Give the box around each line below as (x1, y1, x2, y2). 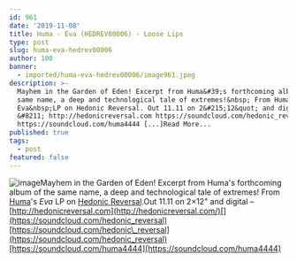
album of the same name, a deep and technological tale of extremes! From (9, 187, 280, 197)
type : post (9, 37, 49, 47)
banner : (9, 63, 38, 72)
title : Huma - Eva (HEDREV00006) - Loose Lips (9, 29, 184, 38)
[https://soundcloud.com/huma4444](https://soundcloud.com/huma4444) (9, 243, 281, 253)
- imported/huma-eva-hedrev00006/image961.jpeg (17, 71, 196, 80)
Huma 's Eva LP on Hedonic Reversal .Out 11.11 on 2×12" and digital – (9, 196, 255, 206)
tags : (9, 136, 29, 145)
